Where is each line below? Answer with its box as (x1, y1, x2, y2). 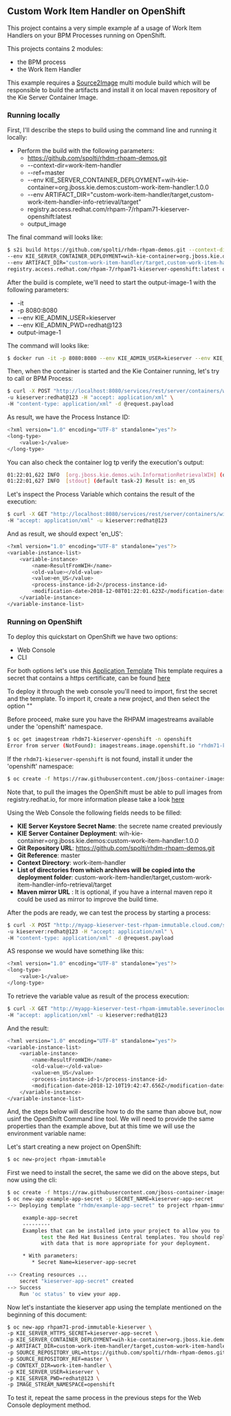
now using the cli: (7, 1176, 57, 1184)
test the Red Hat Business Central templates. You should (41, 1233, 211, 1240)
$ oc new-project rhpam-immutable (7, 1156, 107, 1163)
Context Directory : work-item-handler (16, 858, 126, 866)
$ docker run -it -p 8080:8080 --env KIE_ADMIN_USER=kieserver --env (7, 355, 211, 362)
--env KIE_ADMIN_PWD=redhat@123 (16, 320, 122, 329)
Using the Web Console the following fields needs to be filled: (7, 809, 182, 817)
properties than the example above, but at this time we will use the (7, 1122, 195, 1130)
